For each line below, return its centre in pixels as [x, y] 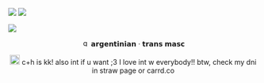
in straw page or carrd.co [133, 70]
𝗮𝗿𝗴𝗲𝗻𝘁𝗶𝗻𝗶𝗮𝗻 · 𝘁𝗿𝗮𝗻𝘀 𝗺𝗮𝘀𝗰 [138, 44]
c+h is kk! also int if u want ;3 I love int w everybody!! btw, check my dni [139, 62]
